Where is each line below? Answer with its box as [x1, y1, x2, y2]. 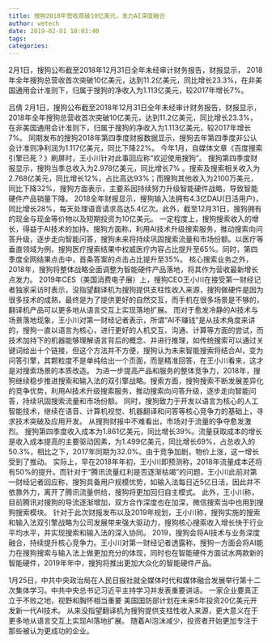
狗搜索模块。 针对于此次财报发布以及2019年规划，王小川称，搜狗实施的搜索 [8, 508, 261, 517]
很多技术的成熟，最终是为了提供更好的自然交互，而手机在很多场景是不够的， [8, 295, 264, 304]
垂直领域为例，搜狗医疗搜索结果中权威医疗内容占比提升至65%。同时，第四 [8, 245, 258, 254]
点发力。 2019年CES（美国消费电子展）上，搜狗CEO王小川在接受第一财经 [8, 275, 254, 284]
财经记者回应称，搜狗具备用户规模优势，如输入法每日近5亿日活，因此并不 [15, 477, 261, 487]
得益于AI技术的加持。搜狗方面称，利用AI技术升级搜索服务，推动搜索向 [22, 224, 257, 234]
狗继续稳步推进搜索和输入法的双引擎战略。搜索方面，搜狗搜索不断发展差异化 [8, 376, 264, 385]
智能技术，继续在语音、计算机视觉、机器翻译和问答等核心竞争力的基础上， [8, 407, 257, 416]
